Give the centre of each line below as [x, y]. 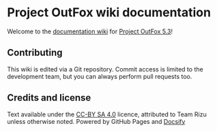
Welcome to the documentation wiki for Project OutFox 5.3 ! [90, 31]
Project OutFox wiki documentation [109, 13]
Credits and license [49, 98]
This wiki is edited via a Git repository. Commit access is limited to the [105, 69]
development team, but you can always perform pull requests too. [100, 76]
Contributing [35, 53]
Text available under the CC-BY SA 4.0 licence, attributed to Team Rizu [107, 114]
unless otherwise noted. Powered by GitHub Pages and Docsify [96, 121]
